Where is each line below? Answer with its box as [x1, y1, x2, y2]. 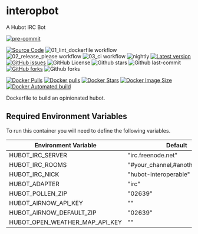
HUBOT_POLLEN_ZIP [9, 189, 68, 197]
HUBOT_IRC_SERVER [9, 151, 68, 159]
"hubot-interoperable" [127, 170, 190, 178]
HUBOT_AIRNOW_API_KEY [9, 199, 84, 207]
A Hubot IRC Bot [6, 24, 46, 31]
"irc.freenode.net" [127, 151, 178, 159]
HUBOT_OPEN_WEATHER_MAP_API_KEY [9, 218, 123, 226]
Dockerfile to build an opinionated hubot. [6, 94, 105, 101]
